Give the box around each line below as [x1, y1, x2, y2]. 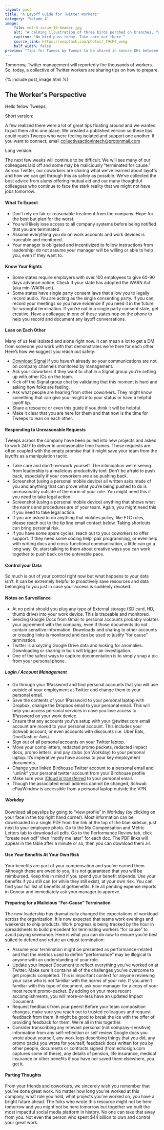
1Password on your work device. [12, 713, 78, 719]
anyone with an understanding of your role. [12, 956, 99, 962]
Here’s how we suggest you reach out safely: [5, 349, 96, 354]
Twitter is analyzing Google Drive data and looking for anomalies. [12, 642, 143, 648]
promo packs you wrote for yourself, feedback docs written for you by [12, 1040, 154, 1046]
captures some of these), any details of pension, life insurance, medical [12, 1050, 156, 1056]
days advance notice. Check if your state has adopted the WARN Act [12, 279, 151, 285]
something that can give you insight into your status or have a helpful [12, 394, 151, 400]
